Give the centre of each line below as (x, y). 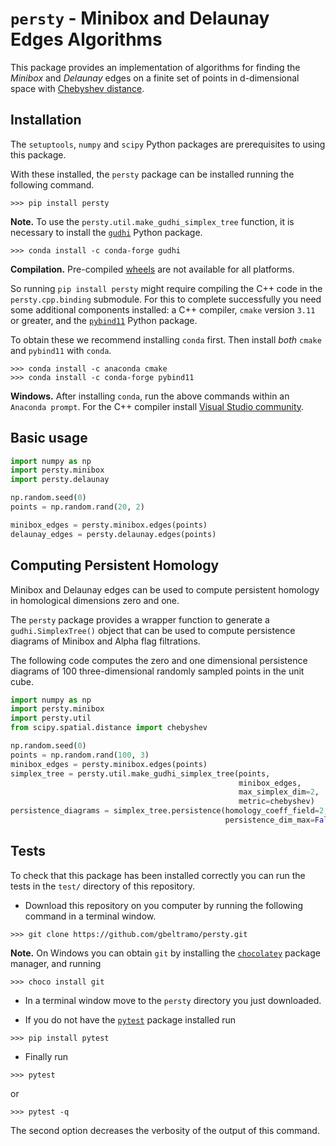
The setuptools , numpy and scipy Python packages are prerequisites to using (168, 144)
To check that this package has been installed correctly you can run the (158, 875)
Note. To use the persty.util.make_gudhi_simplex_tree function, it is (152, 221)
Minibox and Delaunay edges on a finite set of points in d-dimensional (155, 78)
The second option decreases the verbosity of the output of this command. (165, 1130)
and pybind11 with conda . (61, 350)
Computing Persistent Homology (115, 565)
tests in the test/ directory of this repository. (103, 886)
